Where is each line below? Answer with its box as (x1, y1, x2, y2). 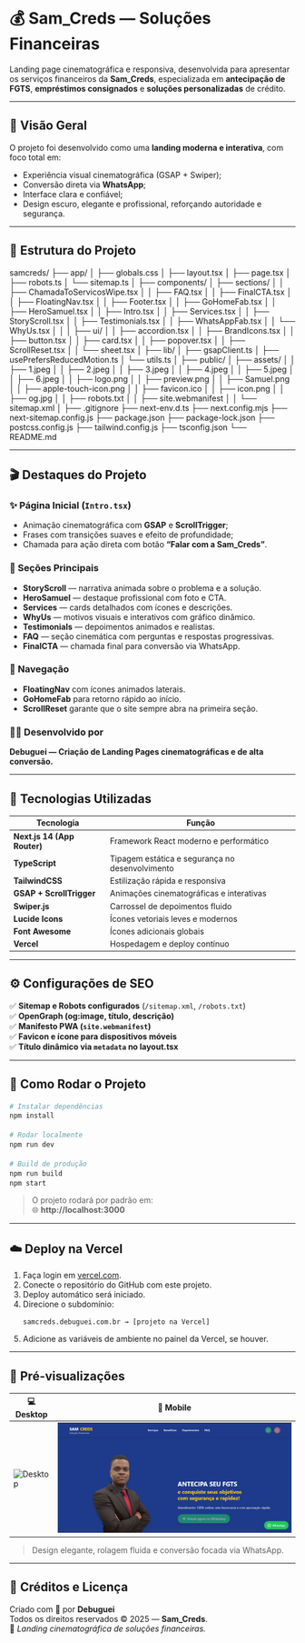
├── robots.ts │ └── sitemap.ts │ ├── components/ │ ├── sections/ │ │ (9, 276, 284, 287)
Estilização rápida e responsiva (110, 876, 226, 887)
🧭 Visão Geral (9, 118, 88, 134)
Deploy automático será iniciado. (22, 1289, 146, 1300)
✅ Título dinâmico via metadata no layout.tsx (9, 1041, 179, 1052)
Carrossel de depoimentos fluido (110, 900, 232, 911)
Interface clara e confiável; (22, 188, 123, 199)
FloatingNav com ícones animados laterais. (22, 684, 186, 695)
